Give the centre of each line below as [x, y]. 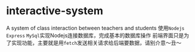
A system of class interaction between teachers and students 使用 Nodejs [95, 28]
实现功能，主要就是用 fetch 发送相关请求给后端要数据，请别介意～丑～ [96, 43]
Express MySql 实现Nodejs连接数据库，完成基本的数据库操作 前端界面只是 [95, 35]
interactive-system [55, 11]
